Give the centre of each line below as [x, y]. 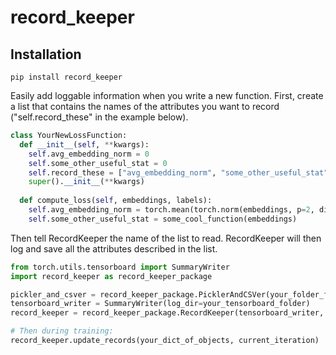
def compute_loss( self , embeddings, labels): [116, 201]
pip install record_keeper [66, 77]
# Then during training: [62, 331]
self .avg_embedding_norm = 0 [89, 154]
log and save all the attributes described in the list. [114, 248]
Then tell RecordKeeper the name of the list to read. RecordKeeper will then [166, 238]
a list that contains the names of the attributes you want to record [145, 106]
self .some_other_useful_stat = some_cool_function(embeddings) [163, 219]
